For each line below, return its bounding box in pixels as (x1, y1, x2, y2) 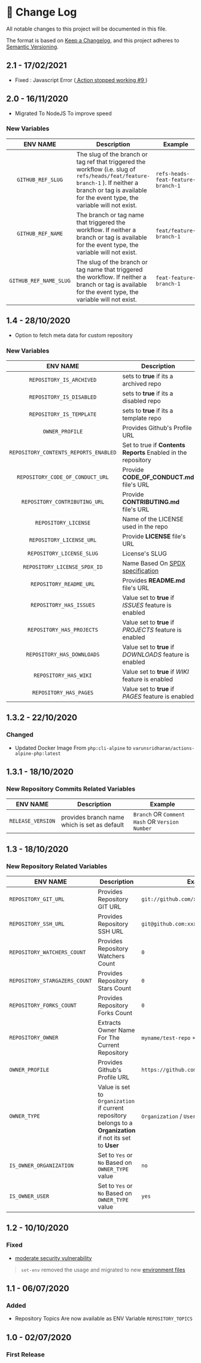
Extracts (98, 1019, 121, 1027)
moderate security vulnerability (14, 1254, 92, 1262)
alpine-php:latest (14, 751, 61, 757)
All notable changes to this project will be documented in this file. (6, 25, 167, 32)
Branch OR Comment (133, 810, 185, 819)
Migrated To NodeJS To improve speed (14, 110, 112, 117)
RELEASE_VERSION (9, 818, 56, 825)
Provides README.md (122, 576, 185, 584)
